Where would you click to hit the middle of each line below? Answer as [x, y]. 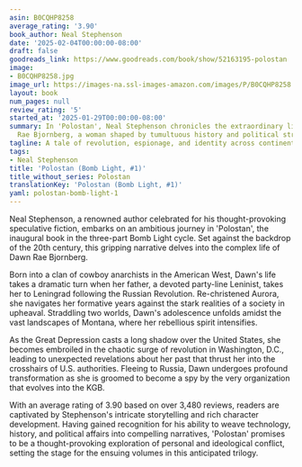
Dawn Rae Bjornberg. [49, 257]
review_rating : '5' [46, 110]
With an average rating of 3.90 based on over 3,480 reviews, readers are [145, 405]
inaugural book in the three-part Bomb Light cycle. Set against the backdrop [150, 238]
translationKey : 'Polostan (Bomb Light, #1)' [96, 185]
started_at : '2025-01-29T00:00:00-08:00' [88, 118]
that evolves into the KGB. [57, 387]
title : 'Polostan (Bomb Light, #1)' [78, 168]
